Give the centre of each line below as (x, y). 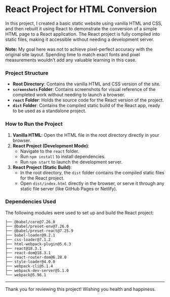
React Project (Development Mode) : (51, 145)
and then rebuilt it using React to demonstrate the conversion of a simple (81, 28)
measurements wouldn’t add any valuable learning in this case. (71, 60)
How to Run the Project (34, 124)
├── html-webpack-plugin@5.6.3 (38, 244)
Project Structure (27, 73)
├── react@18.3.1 (24, 249)
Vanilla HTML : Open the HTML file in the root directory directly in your (86, 135)
